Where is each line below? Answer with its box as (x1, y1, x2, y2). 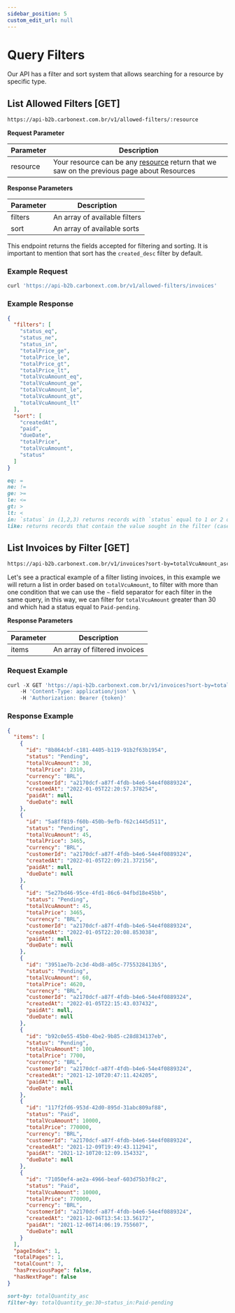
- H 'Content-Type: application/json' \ (20, 688, 136, 695)
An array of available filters (52, 213, 142, 222)
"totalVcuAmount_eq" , (20, 374, 83, 381)
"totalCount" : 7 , (13, 1261, 64, 1268)
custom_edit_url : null (7, 17, 73, 24)
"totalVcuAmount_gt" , (20, 393, 83, 400)
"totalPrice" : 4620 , (25, 981, 86, 988)
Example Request (7, 267, 68, 276)
